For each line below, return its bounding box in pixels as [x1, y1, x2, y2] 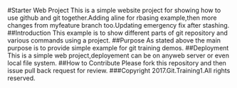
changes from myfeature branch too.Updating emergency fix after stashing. [7, 21, 230, 29]
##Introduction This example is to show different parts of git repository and [7, 28, 228, 37]
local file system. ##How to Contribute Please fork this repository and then [7, 59, 226, 67]
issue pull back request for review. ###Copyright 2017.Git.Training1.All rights [7, 67, 231, 75]
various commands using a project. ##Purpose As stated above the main [7, 36, 221, 45]
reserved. [7, 74, 36, 82]
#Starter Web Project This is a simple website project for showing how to [7, 6, 221, 14]
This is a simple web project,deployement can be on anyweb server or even [7, 51, 230, 60]
